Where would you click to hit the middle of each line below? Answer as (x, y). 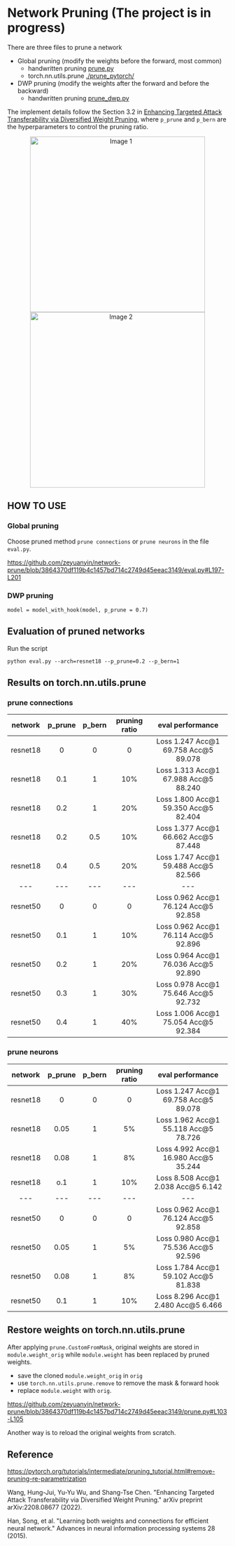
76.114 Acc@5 (188, 935)
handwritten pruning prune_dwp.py (78, 98)
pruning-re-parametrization (47, 1479)
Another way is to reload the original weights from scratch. (92, 1432)
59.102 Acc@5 (188, 1276)
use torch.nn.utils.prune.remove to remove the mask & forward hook (118, 1383)
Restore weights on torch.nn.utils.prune (96, 1330)
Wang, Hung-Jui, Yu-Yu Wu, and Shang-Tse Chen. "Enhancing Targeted (111, 1493)
